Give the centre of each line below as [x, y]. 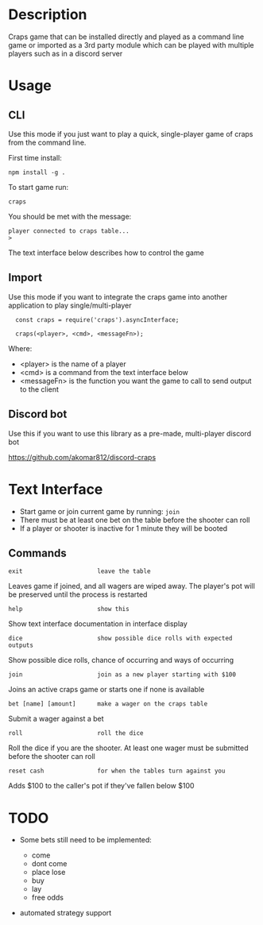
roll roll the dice [76, 733]
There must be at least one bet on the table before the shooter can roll [135, 520]
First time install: [35, 157]
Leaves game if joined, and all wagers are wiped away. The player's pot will [132, 586]
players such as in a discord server [66, 53]
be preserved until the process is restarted [78, 594]
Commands [38, 553]
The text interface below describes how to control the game [106, 253]
